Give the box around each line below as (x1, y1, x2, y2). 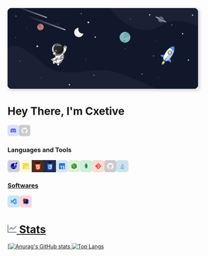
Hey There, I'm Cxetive (7, 104, 125, 118)
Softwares (7, 181, 39, 189)
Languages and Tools (7, 146, 72, 154)
